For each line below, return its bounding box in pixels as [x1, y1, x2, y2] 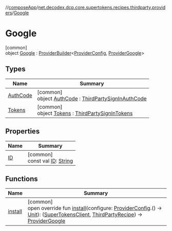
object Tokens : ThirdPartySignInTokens [37, 109, 133, 117]
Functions [5, 174, 38, 183]
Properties [5, 127, 40, 136]
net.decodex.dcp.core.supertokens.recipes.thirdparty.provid [38, 5, 166, 10]
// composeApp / [5, 5, 38, 10]
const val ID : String [27, 157, 73, 164]
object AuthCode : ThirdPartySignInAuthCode [37, 95, 147, 102]
